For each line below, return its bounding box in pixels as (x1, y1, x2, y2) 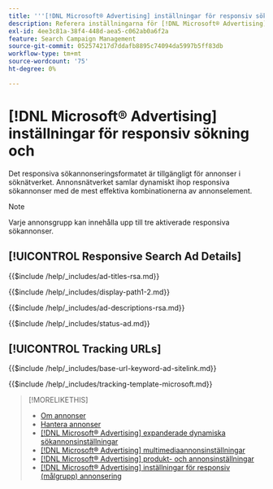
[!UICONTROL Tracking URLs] (8, 342, 162, 356)
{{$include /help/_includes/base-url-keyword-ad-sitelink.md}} (8, 364, 217, 373)
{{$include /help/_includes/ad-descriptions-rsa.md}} (8, 303, 185, 312)
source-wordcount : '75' (8, 58, 89, 66)
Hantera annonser (40, 420, 102, 430)
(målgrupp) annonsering (40, 471, 122, 481)
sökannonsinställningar (40, 437, 119, 447)
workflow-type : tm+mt (8, 50, 82, 58)
